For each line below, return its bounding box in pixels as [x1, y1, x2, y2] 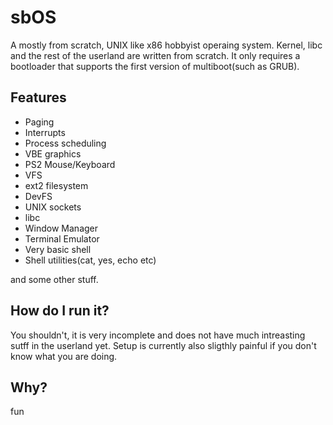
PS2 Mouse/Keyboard [24, 158, 116, 170]
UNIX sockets [24, 201, 82, 213]
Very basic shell [24, 243, 92, 255]
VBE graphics [24, 147, 82, 160]
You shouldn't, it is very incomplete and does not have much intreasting [10, 329, 306, 341]
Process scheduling [24, 137, 107, 149]
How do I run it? [10, 302, 110, 320]
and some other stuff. [10, 273, 99, 285]
